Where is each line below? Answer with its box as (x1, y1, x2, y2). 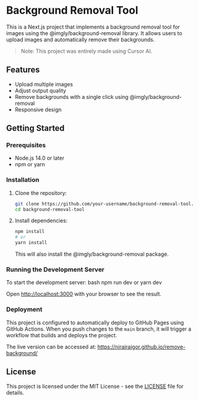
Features (6, 65, 40, 75)
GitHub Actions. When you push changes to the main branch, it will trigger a (6, 325, 192, 332)
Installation (6, 176, 40, 184)
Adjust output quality (14, 87, 67, 94)
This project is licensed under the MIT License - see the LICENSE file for (6, 383, 184, 390)
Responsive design (14, 105, 62, 113)
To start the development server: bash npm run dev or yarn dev (6, 279, 162, 286)
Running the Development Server (6, 266, 105, 274)
